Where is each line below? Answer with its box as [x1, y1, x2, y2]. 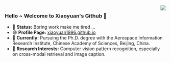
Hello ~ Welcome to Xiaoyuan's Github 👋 [5, 12, 107, 19]
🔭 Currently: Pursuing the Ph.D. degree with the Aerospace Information [12, 35, 163, 41]
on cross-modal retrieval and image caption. [12, 51, 106, 57]
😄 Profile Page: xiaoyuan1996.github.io [12, 29, 96, 35]
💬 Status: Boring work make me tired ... [12, 24, 95, 30]
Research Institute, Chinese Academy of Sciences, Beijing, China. [12, 40, 150, 47]
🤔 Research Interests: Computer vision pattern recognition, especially [12, 46, 160, 52]
